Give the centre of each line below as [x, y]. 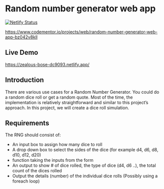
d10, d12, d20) [27, 155]
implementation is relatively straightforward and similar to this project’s [77, 102]
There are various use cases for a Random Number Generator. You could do [82, 92]
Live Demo [22, 53]
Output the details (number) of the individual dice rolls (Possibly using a [85, 176]
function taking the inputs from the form [53, 160]
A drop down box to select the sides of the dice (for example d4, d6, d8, [85, 150]
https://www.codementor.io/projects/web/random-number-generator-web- [81, 32]
